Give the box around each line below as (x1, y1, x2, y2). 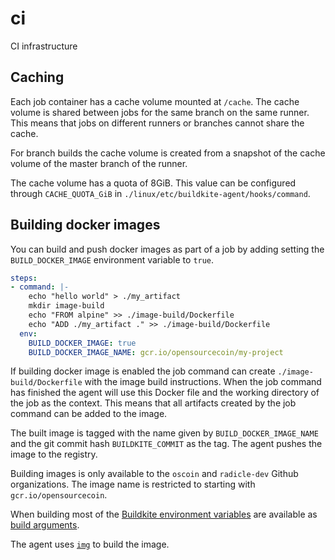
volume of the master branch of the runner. (10, 157, 188, 169)
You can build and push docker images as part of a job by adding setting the (10, 243, 325, 255)
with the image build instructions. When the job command (84, 376, 322, 388)
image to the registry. (10, 448, 98, 461)
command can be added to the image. (10, 408, 168, 420)
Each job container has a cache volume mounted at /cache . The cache (10, 95, 300, 107)
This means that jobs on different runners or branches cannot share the (10, 117, 305, 129)
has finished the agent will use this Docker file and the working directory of (10, 387, 320, 399)
